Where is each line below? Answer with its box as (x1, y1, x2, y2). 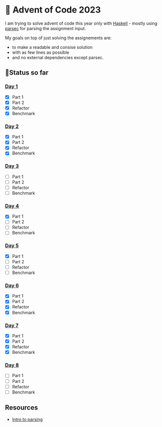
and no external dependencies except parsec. (12, 54, 104, 60)
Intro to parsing (12, 416, 43, 422)
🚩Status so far (5, 69, 49, 77)
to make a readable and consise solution (12, 44, 93, 50)
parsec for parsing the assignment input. (5, 25, 86, 31)
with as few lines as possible (12, 49, 69, 55)
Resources (5, 404, 38, 412)
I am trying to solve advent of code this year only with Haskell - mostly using (5, 20, 158, 26)
